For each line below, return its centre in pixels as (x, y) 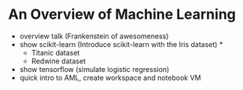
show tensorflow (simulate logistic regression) (94, 69)
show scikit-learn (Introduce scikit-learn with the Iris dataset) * (121, 44)
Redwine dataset (59, 61)
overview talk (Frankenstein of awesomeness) (94, 36)
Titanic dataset (55, 52)
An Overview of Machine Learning (122, 14)
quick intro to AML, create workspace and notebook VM (110, 77)
